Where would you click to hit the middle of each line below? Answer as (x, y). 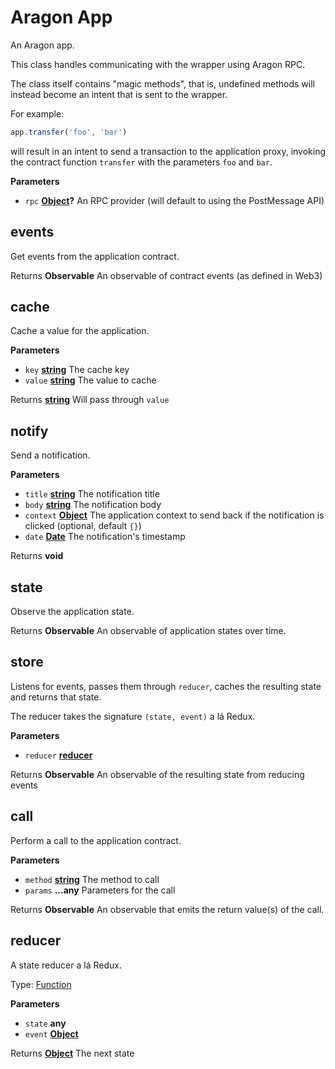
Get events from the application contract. (95, 256)
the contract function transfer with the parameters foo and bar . (141, 162)
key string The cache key (77, 370)
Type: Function (41, 984)
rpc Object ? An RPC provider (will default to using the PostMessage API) (174, 200)
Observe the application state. (72, 612)
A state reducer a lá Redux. (66, 965)
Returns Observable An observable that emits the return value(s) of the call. (167, 909)
